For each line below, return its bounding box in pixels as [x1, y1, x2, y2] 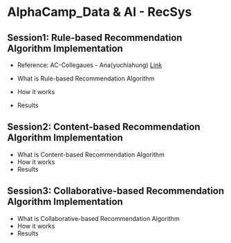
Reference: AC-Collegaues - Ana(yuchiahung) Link [17, 61, 163, 69]
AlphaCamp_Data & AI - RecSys [7, 4, 192, 20]
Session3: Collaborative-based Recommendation [7, 185, 225, 197]
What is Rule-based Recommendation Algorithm [17, 74, 155, 82]
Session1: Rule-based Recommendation [7, 32, 183, 44]
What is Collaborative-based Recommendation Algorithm [17, 214, 180, 222]
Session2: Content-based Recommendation [7, 121, 201, 133]
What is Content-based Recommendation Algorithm [17, 150, 165, 159]
